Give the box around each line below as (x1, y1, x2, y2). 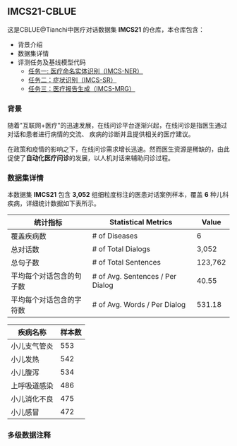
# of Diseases (92, 231, 138, 241)
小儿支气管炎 (11, 342, 54, 351)
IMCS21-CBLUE (7, 6, 77, 18)
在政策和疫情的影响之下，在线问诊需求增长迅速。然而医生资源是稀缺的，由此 (7, 145, 230, 154)
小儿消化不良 (11, 394, 54, 404)
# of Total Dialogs (92, 244, 150, 254)
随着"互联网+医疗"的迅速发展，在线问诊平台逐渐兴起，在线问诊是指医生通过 (7, 121, 228, 130)
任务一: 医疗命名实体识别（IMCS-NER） (28, 66, 143, 75)
